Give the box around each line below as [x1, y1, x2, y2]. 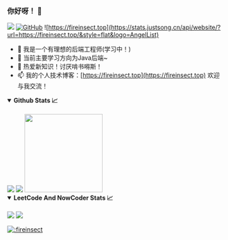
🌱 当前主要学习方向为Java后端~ [17, 54, 108, 62]
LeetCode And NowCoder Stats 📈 [13, 193, 114, 202]
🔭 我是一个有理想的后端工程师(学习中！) [17, 45, 132, 54]
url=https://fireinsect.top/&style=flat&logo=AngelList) [7, 31, 159, 39]
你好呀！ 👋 [7, 6, 43, 15]
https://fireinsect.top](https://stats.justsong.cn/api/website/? [48, 23, 221, 32]
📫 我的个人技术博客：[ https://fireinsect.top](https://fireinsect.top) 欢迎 [17, 71, 220, 79]
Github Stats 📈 [13, 96, 58, 105]
